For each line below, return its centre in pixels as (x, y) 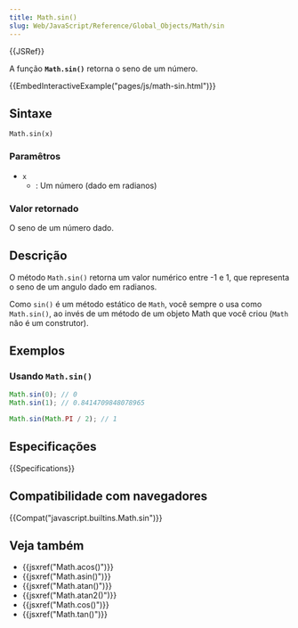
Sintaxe (31, 114)
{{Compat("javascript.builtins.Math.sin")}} (86, 518)
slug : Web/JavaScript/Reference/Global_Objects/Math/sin (117, 26)
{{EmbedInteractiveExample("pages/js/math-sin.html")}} (113, 86)
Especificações (53, 447)
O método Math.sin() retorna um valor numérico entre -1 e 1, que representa (149, 277)
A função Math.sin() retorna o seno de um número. (104, 69)
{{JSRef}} (27, 51)
